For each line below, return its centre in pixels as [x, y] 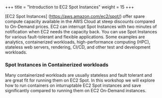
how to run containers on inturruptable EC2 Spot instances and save [73, 85]
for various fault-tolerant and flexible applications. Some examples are [75, 37]
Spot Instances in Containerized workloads [57, 65]
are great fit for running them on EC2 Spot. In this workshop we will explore [80, 80]
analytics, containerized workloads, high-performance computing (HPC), [78, 42]
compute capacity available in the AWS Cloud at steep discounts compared [80, 21]
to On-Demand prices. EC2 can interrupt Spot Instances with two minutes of [81, 27]
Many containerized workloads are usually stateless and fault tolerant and [79, 75]
